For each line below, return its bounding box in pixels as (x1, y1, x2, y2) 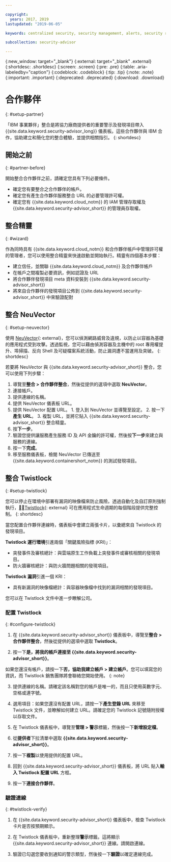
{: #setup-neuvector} (5, 324, 50, 331)
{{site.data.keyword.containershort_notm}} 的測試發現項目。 (12, 458, 140, 464)
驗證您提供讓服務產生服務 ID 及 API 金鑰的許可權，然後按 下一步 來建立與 (12, 432, 163, 438)
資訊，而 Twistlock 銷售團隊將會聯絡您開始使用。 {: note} (5, 672, 125, 678)
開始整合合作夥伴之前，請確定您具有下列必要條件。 (5, 175, 112, 181)
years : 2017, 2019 (10, 16, 49, 22)
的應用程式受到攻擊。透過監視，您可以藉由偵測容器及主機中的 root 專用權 (5, 341, 159, 347)
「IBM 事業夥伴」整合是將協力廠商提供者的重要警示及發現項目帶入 (5, 122, 144, 128)
